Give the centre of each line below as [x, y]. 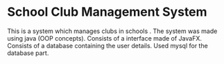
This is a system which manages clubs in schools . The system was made [112, 31]
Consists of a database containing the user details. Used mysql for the [107, 45]
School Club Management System [107, 12]
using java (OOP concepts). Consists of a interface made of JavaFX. [105, 38]
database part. [28, 53]
